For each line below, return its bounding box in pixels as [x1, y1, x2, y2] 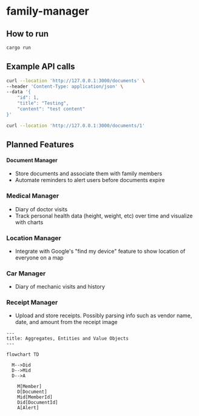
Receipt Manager [6, 298, 58, 307]
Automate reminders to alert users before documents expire [15, 177, 165, 184]
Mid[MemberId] [17, 394, 53, 400]
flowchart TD [6, 351, 39, 358]
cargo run [6, 44, 32, 51]
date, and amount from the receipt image [15, 319, 118, 326]
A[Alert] [17, 405, 39, 411]
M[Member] [17, 384, 42, 390]
